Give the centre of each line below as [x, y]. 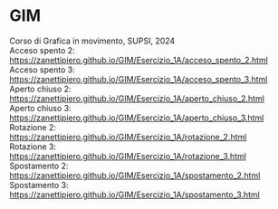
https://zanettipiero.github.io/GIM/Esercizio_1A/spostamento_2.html [135, 175]
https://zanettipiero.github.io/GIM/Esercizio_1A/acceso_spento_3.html [139, 79]
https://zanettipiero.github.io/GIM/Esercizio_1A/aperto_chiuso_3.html [137, 118]
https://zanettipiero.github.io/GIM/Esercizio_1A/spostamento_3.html [135, 195]
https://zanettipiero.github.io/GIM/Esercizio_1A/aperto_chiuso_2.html [137, 98]
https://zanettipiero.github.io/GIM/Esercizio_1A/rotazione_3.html [128, 156]
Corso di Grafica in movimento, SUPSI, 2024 [92, 41]
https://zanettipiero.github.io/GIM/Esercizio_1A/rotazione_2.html [128, 137]
